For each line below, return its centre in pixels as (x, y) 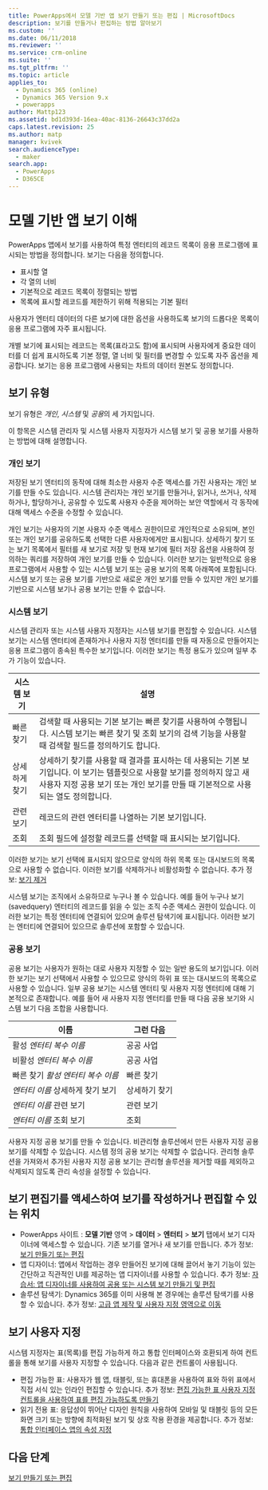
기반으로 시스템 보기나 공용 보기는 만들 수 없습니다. (87, 588)
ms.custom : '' (32, 30)
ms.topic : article (39, 75)
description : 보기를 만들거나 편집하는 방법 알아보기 (85, 23)
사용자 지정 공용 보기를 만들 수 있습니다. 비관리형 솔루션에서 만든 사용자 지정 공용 (134, 1141)
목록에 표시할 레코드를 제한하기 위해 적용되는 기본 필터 (104, 301)
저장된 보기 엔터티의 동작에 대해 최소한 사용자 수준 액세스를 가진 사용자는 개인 (128, 482)
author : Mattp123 (37, 113)
